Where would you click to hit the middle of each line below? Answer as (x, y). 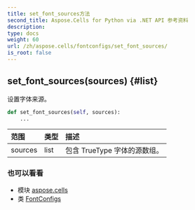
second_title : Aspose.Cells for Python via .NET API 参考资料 (98, 20)
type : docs (23, 33)
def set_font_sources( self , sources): (64, 112)
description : (26, 27)
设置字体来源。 (29, 99)
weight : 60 (23, 40)
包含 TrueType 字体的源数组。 (114, 150)
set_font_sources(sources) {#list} (83, 81)
